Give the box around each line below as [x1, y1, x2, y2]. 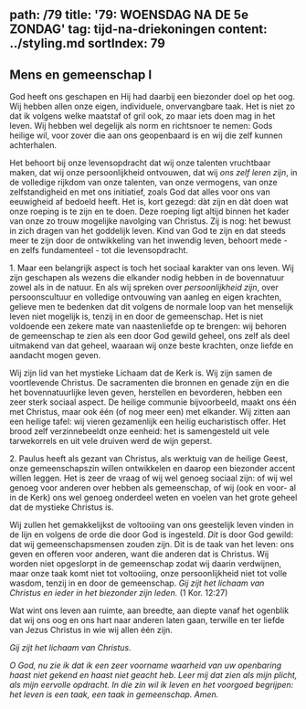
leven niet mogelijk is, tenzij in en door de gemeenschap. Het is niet [9, 311, 263, 323]
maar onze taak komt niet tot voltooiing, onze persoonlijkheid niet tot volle [9, 568, 288, 579]
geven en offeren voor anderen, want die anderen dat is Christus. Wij [9, 548, 269, 560]
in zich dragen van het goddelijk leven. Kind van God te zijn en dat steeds [9, 226, 286, 237]
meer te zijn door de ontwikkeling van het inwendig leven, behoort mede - [9, 235, 288, 246]
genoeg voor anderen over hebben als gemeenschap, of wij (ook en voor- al [9, 482, 297, 493]
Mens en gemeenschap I [9, 67, 153, 82]
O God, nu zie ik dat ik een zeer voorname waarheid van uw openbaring [9, 660, 282, 671]
